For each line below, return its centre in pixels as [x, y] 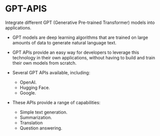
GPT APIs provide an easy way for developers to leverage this [76, 52]
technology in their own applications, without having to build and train [84, 57]
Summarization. [36, 117]
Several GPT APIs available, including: [51, 72]
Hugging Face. [35, 87]
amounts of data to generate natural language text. [64, 42]
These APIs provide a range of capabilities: [56, 102]
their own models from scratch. [44, 63]
